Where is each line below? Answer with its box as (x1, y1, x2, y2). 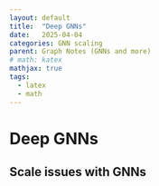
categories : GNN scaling (9, 38, 103, 48)
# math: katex (9, 55, 63, 64)
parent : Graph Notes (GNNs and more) (9, 47, 152, 56)
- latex (17, 81, 47, 90)
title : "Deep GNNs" (9, 22, 88, 31)
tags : (9, 73, 30, 82)
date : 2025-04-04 (9, 30, 83, 39)
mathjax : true (9, 64, 63, 73)
